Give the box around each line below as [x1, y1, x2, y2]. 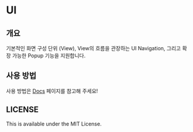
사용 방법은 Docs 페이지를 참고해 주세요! [6, 87, 98, 94]
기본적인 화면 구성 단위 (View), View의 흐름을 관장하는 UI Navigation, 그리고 [6, 45, 181, 51]
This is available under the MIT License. [6, 120, 102, 127]
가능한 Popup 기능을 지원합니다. [12, 52, 86, 59]
